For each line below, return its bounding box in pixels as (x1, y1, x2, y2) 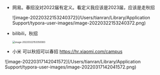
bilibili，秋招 (12, 30, 38, 36)
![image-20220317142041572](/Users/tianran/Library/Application (5, 59, 141, 64)
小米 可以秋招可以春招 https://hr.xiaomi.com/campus (12, 49, 123, 54)
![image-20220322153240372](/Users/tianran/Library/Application (12, 15, 151, 20)
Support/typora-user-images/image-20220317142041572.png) (5, 64, 137, 70)
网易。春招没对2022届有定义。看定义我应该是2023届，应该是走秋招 (12, 5, 155, 10)
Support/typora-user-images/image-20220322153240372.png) (12, 20, 146, 26)
